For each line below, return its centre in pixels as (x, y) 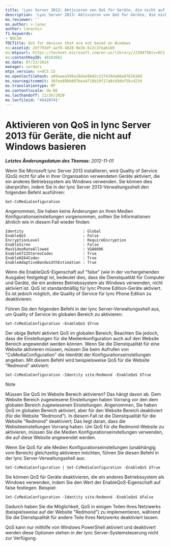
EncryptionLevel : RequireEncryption (66, 240)
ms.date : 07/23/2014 (27, 62)
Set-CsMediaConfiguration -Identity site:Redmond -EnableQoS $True (78, 375)
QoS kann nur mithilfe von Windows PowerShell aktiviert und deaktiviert (81, 527)
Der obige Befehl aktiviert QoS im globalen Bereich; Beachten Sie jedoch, (82, 333)
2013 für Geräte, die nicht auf (68, 136)
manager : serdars (24, 67)
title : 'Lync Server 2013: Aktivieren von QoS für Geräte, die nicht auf (85, 10)
